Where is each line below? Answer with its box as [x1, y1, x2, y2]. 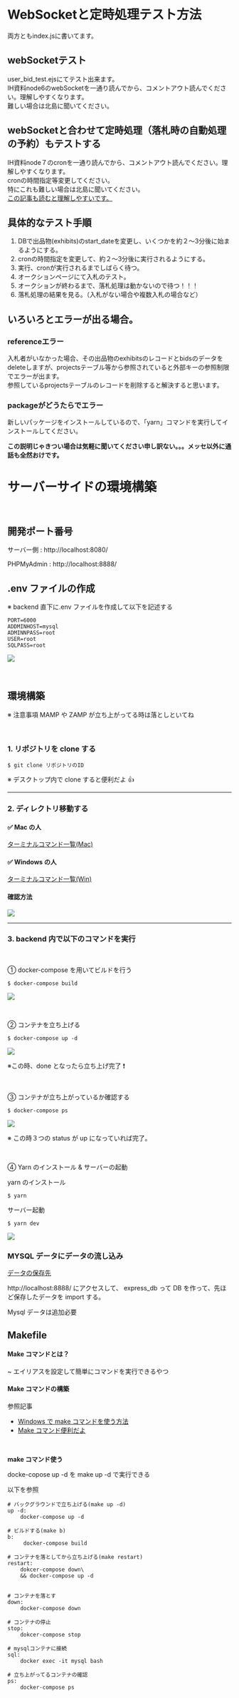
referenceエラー [7, 336, 64, 346]
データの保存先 [7, 1268, 51, 1278]
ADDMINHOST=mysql [7, 622, 59, 630]
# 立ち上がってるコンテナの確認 [7, 1671, 88, 1678]
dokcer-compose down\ [20, 1566, 84, 1573]
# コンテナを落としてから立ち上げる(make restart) [7, 1553, 144, 1560]
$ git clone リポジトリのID [7, 762, 84, 769]
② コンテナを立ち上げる [7, 1020, 80, 1029]
